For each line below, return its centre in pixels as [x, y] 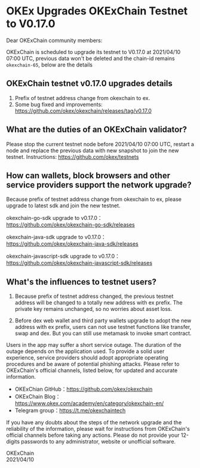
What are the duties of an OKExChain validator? [96, 130]
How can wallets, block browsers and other [88, 175]
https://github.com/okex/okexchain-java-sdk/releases [72, 244]
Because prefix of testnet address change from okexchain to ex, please [94, 200]
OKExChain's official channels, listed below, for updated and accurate [92, 370]
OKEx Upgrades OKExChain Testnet [97, 11]
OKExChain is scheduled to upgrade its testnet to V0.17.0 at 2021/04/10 [93, 52]
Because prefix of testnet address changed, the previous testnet [94, 296]
